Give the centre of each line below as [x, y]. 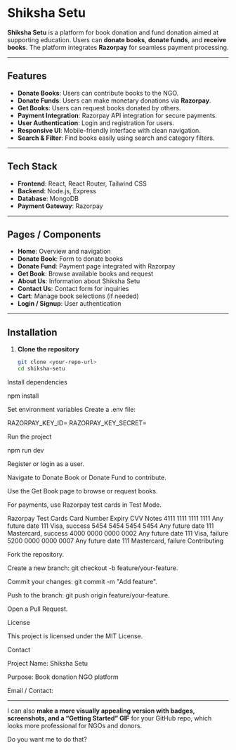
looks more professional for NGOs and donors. [75, 725]
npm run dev [26, 450]
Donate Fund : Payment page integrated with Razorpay [96, 266]
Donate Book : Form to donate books [70, 259]
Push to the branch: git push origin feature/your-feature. [88, 595]
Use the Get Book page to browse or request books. [83, 491]
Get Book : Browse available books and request [85, 274]
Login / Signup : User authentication [69, 304]
